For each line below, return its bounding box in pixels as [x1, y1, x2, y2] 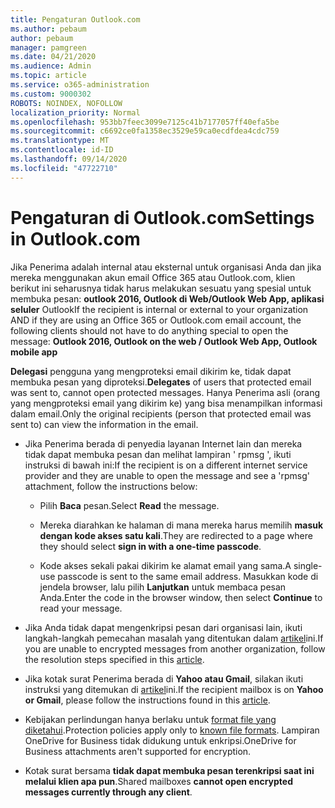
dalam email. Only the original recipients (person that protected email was [10, 407, 312, 420]
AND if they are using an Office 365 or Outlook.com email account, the [10, 314, 302, 326]
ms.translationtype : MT [10, 136, 110, 146]
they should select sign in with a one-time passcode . [39, 540, 262, 552]
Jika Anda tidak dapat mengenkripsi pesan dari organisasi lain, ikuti [24, 621, 303, 633]
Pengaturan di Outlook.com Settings [10, 206, 315, 229]
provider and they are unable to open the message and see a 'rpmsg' [24, 469, 311, 481]
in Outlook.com [10, 227, 141, 250]
